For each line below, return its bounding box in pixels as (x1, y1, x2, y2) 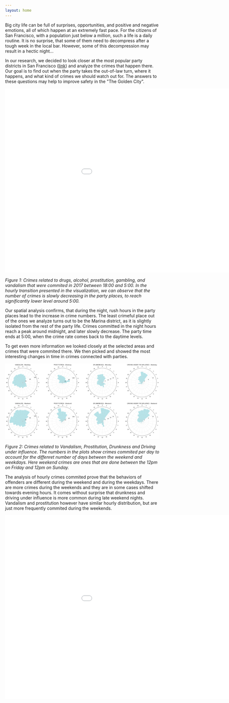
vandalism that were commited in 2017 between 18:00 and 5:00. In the (5, 282, 147, 288)
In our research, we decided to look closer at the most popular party (5, 57, 143, 63)
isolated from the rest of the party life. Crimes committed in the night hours (5, 323, 157, 329)
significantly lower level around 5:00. (5, 298, 80, 304)
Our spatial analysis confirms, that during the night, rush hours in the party (5, 307, 156, 313)
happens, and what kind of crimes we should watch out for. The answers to (5, 73, 157, 79)
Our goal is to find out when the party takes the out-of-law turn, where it (5, 68, 151, 74)
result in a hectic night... (5, 48, 54, 54)
